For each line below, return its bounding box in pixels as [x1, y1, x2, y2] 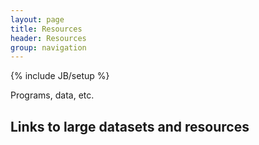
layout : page [10, 14, 65, 25]
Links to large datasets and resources [10, 118, 250, 135]
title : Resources [10, 24, 83, 34]
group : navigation [10, 42, 87, 53]
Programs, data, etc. [10, 89, 95, 101]
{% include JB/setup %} [10, 70, 110, 82]
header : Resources [10, 33, 87, 43]
